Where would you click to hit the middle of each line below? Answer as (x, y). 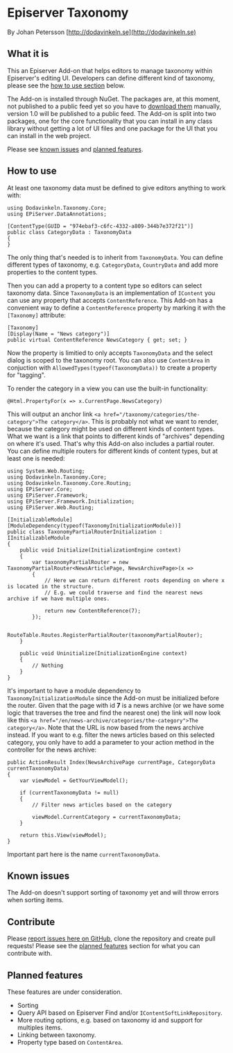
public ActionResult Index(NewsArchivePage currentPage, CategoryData (111, 762)
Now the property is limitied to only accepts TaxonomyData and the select (110, 353)
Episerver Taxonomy (68, 13)
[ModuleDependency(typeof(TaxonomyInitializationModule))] (94, 526)
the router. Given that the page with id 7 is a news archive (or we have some (115, 705)
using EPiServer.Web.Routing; (51, 507)
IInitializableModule (38, 538)
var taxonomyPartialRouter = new (80, 562)
